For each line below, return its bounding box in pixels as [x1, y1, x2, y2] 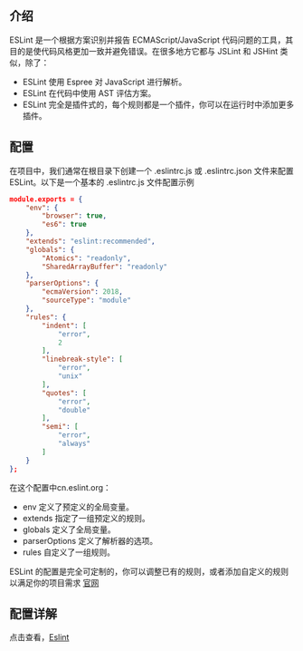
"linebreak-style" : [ [42, 355, 124, 364]
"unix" [57, 372, 83, 381]
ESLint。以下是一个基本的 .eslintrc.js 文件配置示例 [9, 176, 194, 188]
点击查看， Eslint [9, 632, 70, 643]
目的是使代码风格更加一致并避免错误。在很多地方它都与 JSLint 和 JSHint [9, 45, 279, 56]
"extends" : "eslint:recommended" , [25, 237, 156, 246]
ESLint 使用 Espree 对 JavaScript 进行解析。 [22, 76, 187, 87]
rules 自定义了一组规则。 [22, 547, 116, 558]
